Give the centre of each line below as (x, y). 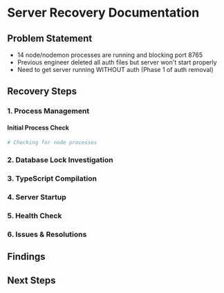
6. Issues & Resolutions (47, 234)
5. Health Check (35, 216)
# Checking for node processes (52, 142)
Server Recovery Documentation (103, 13)
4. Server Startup (37, 197)
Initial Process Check (38, 127)
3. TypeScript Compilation (52, 179)
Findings (27, 257)
